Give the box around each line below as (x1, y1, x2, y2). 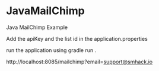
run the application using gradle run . (6, 46, 97, 54)
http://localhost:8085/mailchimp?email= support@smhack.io (6, 58, 153, 65)
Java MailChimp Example (6, 24, 68, 31)
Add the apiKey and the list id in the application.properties (6, 35, 148, 42)
